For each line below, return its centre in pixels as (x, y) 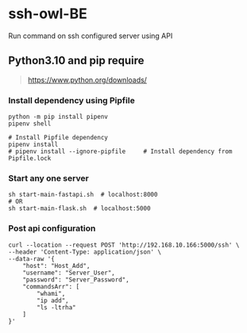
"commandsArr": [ (51, 286)
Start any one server (48, 178)
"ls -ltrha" (57, 307)
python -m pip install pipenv (58, 117)
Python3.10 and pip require (76, 61)
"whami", (51, 293)
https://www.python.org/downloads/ (87, 79)
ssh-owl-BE (48, 14)
